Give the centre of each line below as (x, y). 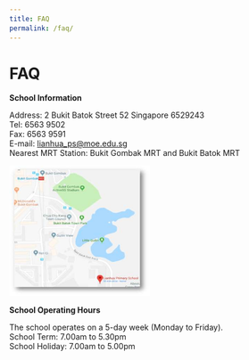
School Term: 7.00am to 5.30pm (68, 337)
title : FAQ (29, 19)
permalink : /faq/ (41, 28)
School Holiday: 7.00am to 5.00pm (72, 347)
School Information (46, 98)
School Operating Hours (55, 310)
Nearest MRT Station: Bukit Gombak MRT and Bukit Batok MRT (125, 153)
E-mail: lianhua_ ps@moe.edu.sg (68, 143)
